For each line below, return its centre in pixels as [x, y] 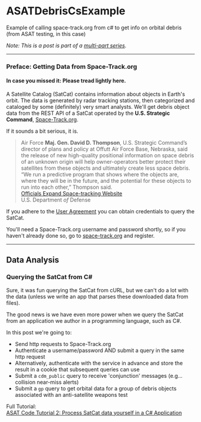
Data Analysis [33, 260]
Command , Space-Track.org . [42, 120]
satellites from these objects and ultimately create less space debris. [105, 168]
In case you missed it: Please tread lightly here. [66, 81]
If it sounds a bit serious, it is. [42, 131]
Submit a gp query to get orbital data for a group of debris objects [96, 388]
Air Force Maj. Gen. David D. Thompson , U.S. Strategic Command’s [104, 143]
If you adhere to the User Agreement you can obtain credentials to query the [100, 212]
